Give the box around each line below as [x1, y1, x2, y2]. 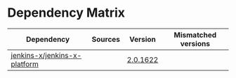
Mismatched [173, 30, 217, 40]
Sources [91, 34, 121, 44]
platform [11, 59, 39, 69]
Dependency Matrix [7, 5, 125, 21]
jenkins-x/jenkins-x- [11, 50, 82, 60]
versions [180, 38, 211, 48]
